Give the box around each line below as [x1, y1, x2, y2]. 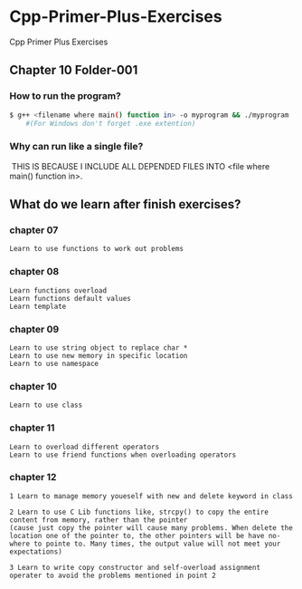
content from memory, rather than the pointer [9, 515, 188, 525]
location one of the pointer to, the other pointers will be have [9, 531, 265, 540]
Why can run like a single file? [9, 140, 144, 153]
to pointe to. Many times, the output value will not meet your [33, 539, 281, 548]
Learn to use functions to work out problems [9, 245, 184, 254]
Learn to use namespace [9, 359, 99, 368]
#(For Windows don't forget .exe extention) [25, 119, 196, 128]
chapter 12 [9, 471, 57, 484]
